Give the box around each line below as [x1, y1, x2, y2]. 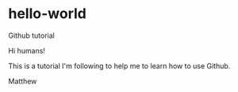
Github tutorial [8, 31, 56, 40]
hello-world [8, 5, 87, 23]
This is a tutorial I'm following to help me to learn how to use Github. [8, 61, 231, 71]
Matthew [8, 76, 37, 86]
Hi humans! [8, 46, 46, 55]
